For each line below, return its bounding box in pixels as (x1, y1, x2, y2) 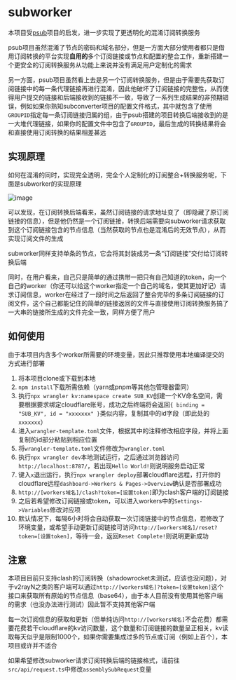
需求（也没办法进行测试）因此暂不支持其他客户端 (13, 600, 155, 608)
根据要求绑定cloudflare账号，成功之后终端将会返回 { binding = (24, 400, 205, 409)
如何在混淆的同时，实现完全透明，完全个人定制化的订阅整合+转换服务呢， (8, 170, 221, 179)
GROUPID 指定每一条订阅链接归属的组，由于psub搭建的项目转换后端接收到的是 (8, 110, 228, 119)
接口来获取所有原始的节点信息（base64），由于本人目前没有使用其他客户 (8, 592, 217, 600)
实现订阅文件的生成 (8, 234, 64, 243)
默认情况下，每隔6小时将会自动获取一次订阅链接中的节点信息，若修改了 (18, 514, 225, 522)
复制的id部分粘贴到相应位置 (18, 435, 97, 444)
